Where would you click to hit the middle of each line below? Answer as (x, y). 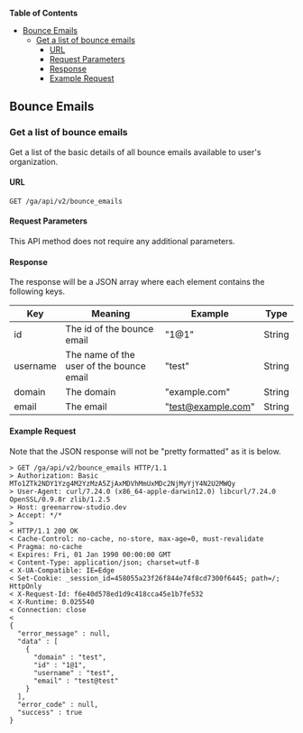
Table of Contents (44, 13)
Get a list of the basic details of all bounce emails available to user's (135, 151)
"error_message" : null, (64, 633)
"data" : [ (38, 641)
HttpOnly (26, 586)
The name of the (100, 355)
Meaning (111, 314)
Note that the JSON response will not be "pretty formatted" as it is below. (145, 451)
